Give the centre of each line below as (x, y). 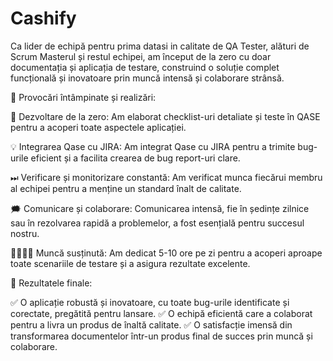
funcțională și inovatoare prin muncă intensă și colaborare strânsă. (147, 78)
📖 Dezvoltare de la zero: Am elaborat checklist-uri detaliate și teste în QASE (165, 116)
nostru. (25, 233)
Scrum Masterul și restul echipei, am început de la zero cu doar (141, 56)
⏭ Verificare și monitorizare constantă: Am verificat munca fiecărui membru (166, 177)
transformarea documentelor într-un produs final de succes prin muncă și (161, 336)
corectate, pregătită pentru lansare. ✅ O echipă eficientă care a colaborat (161, 313)
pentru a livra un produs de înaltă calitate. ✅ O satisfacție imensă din (151, 324)
